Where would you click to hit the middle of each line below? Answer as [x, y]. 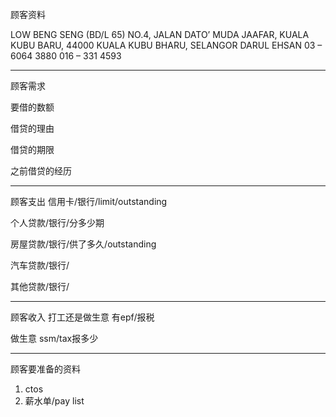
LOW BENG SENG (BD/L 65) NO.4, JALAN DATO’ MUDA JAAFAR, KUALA [160, 34]
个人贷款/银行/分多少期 [57, 222]
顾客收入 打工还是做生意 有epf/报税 [82, 317]
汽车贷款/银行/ [40, 265]
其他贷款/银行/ [40, 286]
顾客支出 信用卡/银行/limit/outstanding [89, 201]
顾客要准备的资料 [45, 369]
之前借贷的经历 [41, 171]
